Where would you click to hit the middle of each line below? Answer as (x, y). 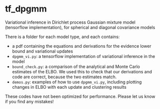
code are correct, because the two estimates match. (64, 77)
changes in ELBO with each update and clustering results (69, 87)
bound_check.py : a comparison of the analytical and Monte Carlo (76, 67)
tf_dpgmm (26, 9)
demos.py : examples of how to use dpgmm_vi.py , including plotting (77, 82)
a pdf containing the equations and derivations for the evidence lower (82, 46)
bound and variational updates (42, 51)
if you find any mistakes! (30, 101)
